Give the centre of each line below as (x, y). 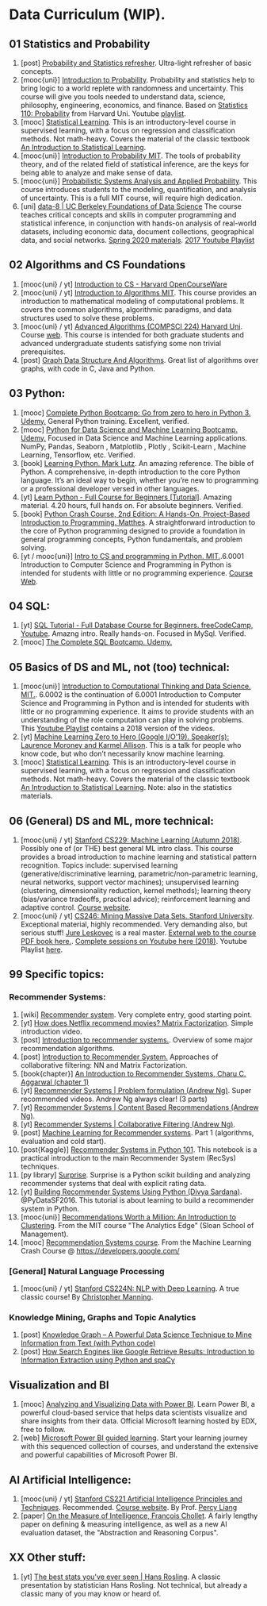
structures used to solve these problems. (88, 318)
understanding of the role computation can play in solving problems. (132, 720)
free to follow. (43, 1430)
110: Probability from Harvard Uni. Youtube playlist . (103, 114)
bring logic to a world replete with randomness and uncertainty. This (132, 88)
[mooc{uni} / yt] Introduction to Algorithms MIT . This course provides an (138, 292)
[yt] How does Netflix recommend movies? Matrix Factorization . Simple (137, 1023)
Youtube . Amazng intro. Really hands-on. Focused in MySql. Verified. (133, 634)
